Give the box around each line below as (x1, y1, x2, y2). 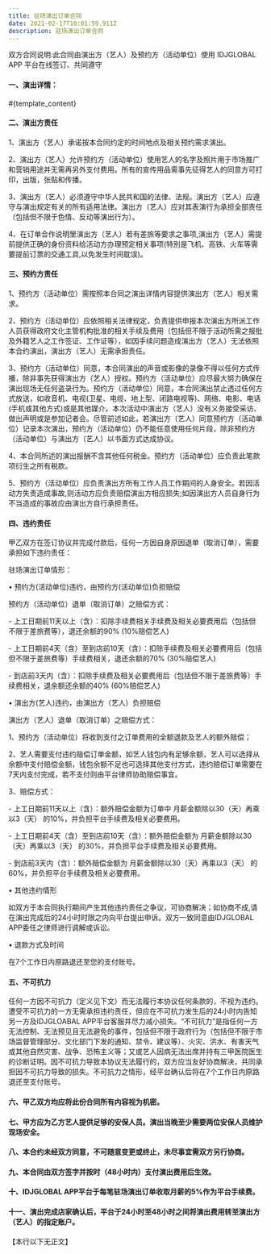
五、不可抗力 (8, 977, 51, 986)
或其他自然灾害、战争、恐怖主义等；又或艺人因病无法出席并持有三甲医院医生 (8, 1047, 263, 1056)
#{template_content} (8, 98, 77, 108)
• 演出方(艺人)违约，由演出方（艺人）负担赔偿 (8, 698, 161, 708)
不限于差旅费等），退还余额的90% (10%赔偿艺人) (8, 627, 169, 636)
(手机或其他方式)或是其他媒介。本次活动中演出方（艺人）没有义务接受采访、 (8, 403, 261, 413)
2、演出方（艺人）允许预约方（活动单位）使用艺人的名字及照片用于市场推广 (8, 154, 261, 164)
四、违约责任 (8, 518, 51, 528)
